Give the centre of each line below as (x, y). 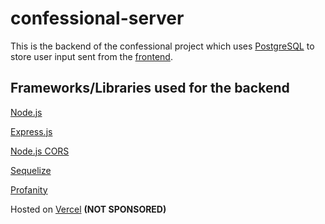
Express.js (31, 131)
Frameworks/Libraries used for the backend (150, 88)
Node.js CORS (40, 151)
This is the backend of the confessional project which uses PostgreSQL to (162, 46)
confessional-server (97, 18)
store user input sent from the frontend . (91, 56)
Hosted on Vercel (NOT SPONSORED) (88, 209)
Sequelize (31, 170)
